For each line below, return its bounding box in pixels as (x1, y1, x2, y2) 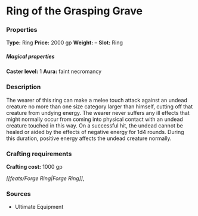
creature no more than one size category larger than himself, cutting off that (6, 103, 193, 110)
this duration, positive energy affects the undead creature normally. (6, 135, 172, 142)
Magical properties (6, 53, 55, 60)
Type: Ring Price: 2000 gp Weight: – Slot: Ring (6, 39, 123, 46)
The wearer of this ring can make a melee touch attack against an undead (6, 96, 188, 104)
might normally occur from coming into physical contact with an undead (6, 115, 183, 123)
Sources (6, 190, 31, 198)
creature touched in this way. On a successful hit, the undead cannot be (6, 121, 184, 129)
